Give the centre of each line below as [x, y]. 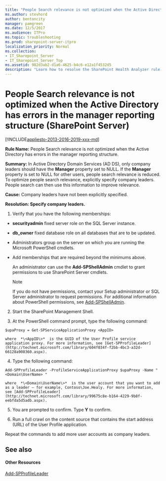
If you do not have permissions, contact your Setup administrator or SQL [86, 291]
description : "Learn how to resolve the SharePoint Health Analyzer [77, 70]
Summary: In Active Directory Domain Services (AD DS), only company [78, 163]
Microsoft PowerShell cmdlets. [43, 248]
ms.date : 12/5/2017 [25, 28]
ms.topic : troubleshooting [33, 38]
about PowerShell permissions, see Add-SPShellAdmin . [69, 302]
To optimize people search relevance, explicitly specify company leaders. [80, 179]
